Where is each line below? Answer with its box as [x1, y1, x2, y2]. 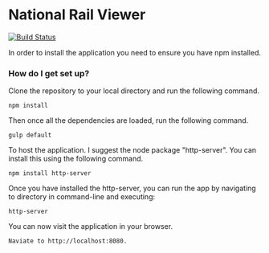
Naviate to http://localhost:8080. [8, 237, 128, 246]
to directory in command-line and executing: [8, 192, 156, 202]
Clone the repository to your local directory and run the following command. [8, 86, 259, 96]
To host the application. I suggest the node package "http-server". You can [8, 145, 257, 155]
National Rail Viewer [8, 6, 146, 24]
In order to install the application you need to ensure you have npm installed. [8, 47, 262, 57]
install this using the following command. [8, 154, 144, 164]
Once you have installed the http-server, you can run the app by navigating [8, 183, 257, 194]
